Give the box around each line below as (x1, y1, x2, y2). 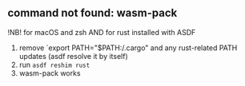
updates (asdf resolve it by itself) (18, 51, 129, 61)
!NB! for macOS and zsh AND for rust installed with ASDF (7, 27, 196, 37)
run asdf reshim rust (18, 60, 90, 69)
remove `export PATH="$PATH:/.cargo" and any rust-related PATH (18, 43, 238, 53)
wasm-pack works (18, 68, 81, 78)
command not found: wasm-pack (7, 6, 178, 20)
